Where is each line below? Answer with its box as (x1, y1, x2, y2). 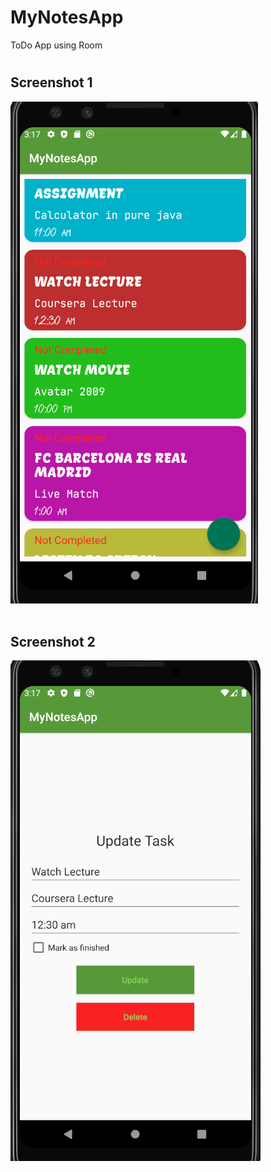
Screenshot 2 (10, 633, 96, 650)
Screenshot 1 (10, 74, 93, 91)
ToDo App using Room (10, 39, 103, 51)
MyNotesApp (10, 6, 124, 29)
